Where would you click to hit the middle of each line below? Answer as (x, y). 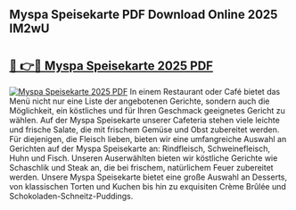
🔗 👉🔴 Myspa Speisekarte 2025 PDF (111, 66)
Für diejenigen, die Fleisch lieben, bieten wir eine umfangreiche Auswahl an (148, 139)
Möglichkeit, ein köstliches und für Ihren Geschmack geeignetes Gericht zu (147, 110)
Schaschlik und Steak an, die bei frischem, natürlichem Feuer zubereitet (141, 168)
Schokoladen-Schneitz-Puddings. (71, 196)
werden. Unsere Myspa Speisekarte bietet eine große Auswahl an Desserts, (148, 177)
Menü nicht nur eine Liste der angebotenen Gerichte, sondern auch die (140, 101)
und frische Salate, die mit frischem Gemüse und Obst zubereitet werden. (144, 130)
